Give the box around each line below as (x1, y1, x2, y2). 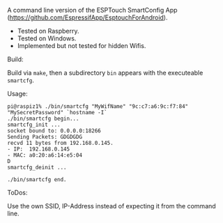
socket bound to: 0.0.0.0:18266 (7, 128, 101, 134)
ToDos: (7, 188, 28, 197)
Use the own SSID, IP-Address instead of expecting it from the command (7, 202, 216, 210)
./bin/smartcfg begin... (7, 115, 79, 122)
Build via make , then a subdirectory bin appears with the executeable (7, 69, 203, 77)
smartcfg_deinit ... (7, 164, 68, 171)
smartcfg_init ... (7, 121, 61, 128)
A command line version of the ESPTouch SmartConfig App (7, 6, 178, 14)
